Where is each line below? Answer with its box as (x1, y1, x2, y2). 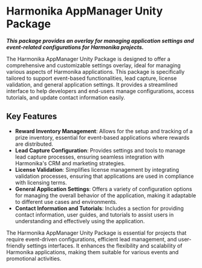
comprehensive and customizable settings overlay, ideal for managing (6, 62, 181, 69)
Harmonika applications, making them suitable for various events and (6, 248, 179, 255)
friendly (6, 242, 26, 249)
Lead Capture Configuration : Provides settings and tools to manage (15, 146, 186, 154)
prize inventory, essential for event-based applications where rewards (15, 134, 190, 141)
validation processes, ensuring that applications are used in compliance (15, 172, 194, 180)
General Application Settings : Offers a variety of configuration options (15, 185, 192, 192)
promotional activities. (6, 255, 62, 262)
